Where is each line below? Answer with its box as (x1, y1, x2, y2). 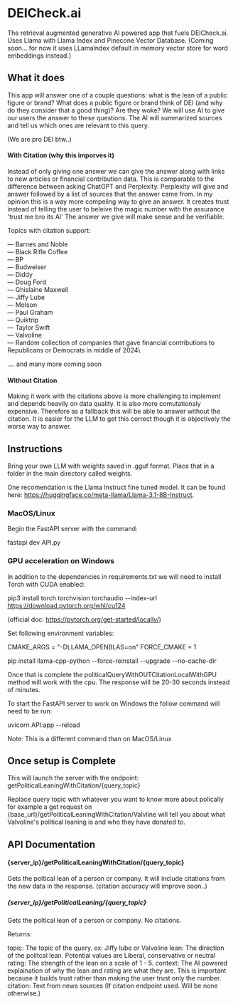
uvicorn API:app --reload (7, 721, 80, 729)
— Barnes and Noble (7, 240, 68, 249)
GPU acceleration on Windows (7, 556, 115, 566)
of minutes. (7, 685, 40, 694)
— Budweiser (7, 262, 47, 271)
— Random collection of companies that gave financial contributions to (7, 338, 215, 347)
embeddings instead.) (7, 51, 72, 60)
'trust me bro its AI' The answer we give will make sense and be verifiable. (7, 212, 225, 221)
